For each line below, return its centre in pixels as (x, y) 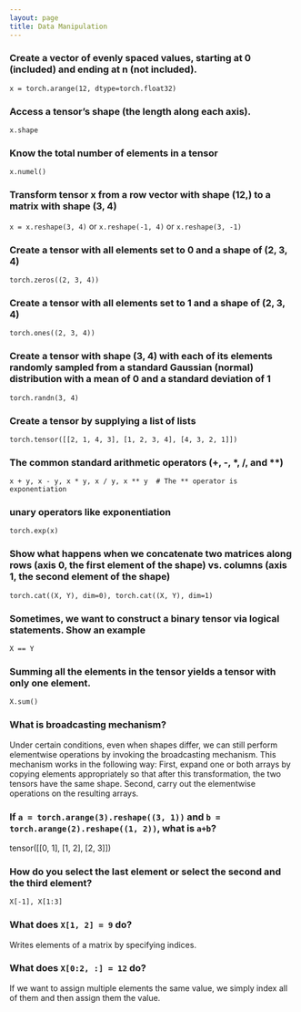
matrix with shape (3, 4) (63, 206)
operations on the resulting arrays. (74, 793)
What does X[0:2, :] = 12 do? (78, 968)
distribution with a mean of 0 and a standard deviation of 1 (140, 379)
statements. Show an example (77, 630)
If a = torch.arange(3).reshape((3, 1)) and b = (115, 817)
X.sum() (24, 702)
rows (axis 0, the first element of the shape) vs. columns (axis (149, 565)
